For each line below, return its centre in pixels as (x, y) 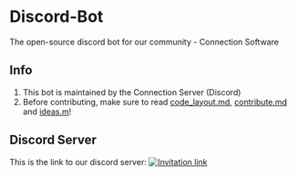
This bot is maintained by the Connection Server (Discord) (132, 92)
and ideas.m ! (47, 112)
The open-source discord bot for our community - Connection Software (144, 42)
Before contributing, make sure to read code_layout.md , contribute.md (155, 102)
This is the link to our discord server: (78, 161)
